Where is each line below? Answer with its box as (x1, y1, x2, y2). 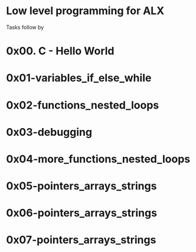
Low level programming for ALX (6, 4, 165, 18)
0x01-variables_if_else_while (6, 71, 152, 85)
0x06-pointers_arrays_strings (6, 207, 158, 220)
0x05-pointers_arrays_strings (6, 179, 157, 193)
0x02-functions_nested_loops (6, 99, 159, 112)
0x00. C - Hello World (6, 44, 115, 58)
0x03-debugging (6, 125, 93, 139)
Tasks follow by (6, 24, 44, 31)
